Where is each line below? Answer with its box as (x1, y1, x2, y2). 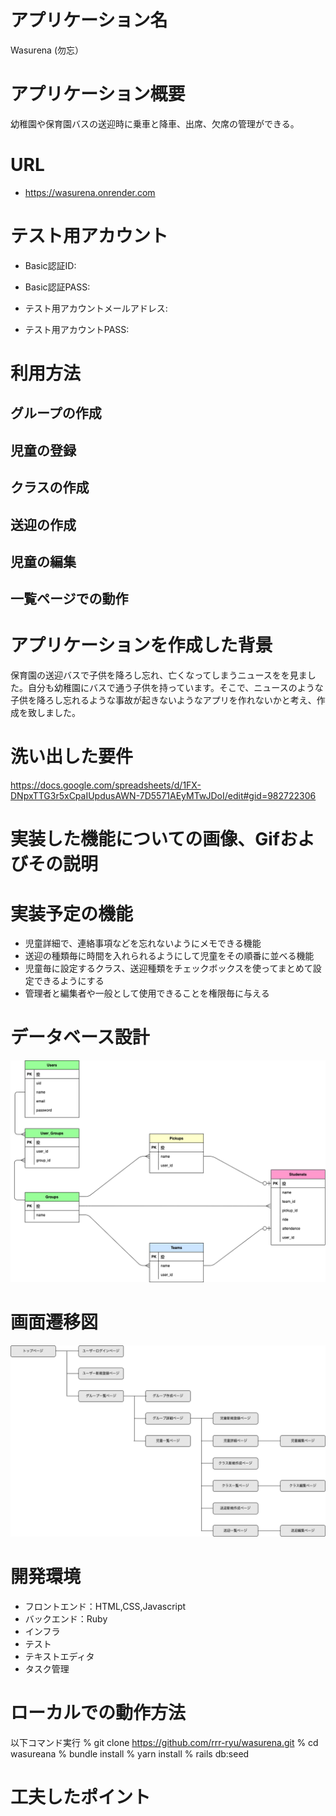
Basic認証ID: (24, 259, 77, 271)
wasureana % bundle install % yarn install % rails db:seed (10, 1747, 250, 1760)
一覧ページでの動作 (10, 591, 129, 608)
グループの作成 (10, 405, 102, 422)
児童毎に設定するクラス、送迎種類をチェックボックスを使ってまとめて (24, 962, 313, 975)
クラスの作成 (10, 479, 90, 496)
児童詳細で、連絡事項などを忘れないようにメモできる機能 (24, 937, 262, 950)
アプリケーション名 (10, 9, 168, 32)
